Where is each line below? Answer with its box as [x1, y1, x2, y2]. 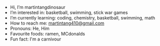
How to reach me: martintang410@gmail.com [10, 20, 105, 26]
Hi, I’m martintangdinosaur [10, 4, 66, 10]
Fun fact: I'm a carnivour [10, 36, 62, 42]
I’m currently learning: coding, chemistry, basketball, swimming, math [10, 15, 155, 20]
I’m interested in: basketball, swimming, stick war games [10, 9, 128, 15]
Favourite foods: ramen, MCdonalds [10, 31, 85, 36]
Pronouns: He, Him [10, 25, 50, 31]
